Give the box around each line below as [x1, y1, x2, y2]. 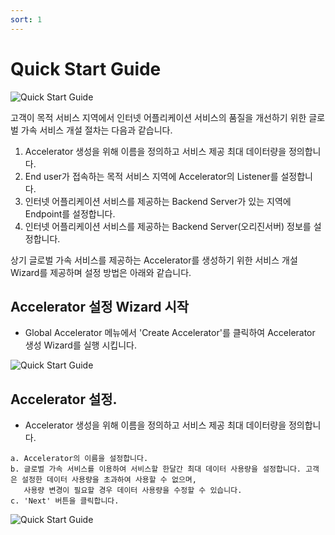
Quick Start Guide [10, 57, 162, 80]
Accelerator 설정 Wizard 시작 [10, 298, 190, 315]
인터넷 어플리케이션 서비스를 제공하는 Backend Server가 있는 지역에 [24, 195, 292, 207]
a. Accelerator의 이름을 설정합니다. [10, 454, 149, 464]
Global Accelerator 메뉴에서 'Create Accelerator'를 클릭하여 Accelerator [24, 327, 316, 339]
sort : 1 [10, 14, 43, 25]
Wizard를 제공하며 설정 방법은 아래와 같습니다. [10, 266, 192, 278]
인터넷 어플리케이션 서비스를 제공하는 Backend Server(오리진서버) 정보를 [24, 220, 312, 232]
